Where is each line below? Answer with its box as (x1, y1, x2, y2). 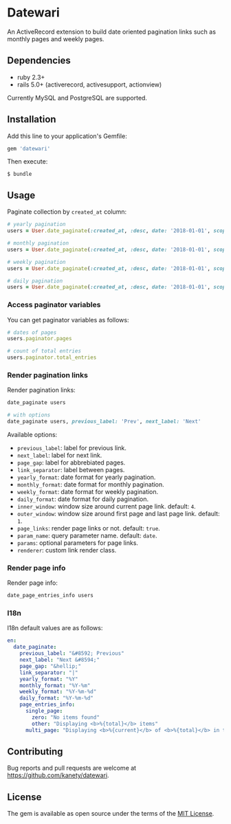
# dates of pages (7, 329, 57, 336)
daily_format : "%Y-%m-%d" (19, 695, 94, 702)
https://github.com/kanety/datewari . (7, 771, 109, 779)
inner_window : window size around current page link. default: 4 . (16, 502, 196, 510)
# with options (7, 412, 51, 419)
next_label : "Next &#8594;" (19, 656, 100, 664)
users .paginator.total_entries (7, 354, 97, 361)
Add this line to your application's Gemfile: (7, 132, 127, 140)
